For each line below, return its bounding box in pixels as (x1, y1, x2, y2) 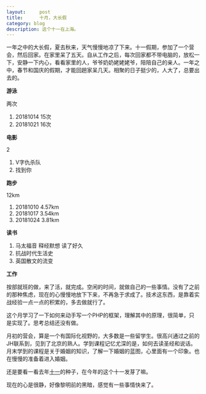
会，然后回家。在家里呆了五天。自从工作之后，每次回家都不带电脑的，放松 (6, 51, 194, 59)
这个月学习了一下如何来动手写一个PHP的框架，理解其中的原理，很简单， (6, 311, 189, 319)
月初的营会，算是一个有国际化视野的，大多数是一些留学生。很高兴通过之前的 (6, 332, 200, 340)
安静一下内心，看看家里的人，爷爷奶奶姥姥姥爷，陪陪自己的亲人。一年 (17, 59, 194, 66)
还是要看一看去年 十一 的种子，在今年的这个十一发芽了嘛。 (6, 368, 151, 376)
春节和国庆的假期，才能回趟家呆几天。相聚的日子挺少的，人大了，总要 (17, 67, 194, 74)
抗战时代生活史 (15, 250, 53, 257)
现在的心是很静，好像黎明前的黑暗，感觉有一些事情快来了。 (6, 381, 157, 388)
